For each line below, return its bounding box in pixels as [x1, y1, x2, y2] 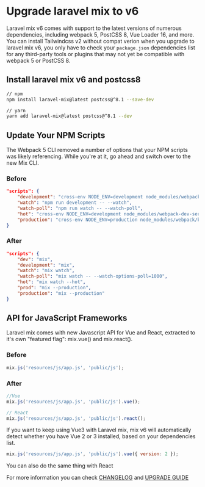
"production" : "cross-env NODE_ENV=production [17, 217, 138, 223]
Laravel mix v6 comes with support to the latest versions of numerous [6, 24, 182, 32]
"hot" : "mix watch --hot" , [17, 279, 86, 285]
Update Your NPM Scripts [6, 130, 106, 140]
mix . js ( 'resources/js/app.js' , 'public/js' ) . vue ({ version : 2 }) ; [6, 451, 179, 457]
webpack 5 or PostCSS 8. [6, 57, 71, 64]
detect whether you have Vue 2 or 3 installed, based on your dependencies [6, 433, 196, 440]
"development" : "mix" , [17, 262, 75, 268]
